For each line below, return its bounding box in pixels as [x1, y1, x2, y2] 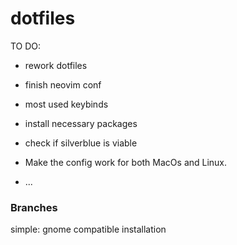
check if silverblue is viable [24, 137, 138, 149]
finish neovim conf [24, 78, 102, 91]
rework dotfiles [24, 59, 88, 71]
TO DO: [10, 40, 42, 52]
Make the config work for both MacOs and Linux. [24, 156, 228, 168]
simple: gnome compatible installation [10, 223, 167, 236]
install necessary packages [24, 117, 138, 129]
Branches [10, 200, 58, 214]
